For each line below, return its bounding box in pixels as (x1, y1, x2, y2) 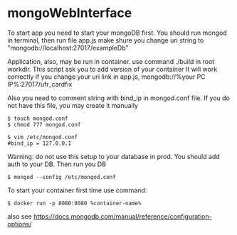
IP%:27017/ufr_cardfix (7, 80, 73, 88)
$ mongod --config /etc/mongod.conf (7, 173, 116, 180)
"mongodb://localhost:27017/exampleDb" (7, 43, 130, 52)
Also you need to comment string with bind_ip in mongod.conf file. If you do (7, 94, 230, 102)
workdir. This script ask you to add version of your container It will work (7, 65, 218, 73)
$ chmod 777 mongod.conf (7, 121, 81, 129)
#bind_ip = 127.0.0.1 (7, 140, 72, 147)
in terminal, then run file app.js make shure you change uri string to (7, 35, 204, 44)
